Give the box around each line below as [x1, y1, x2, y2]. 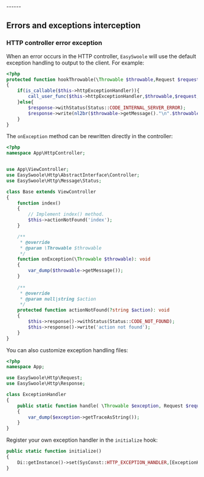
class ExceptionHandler [6, 392, 67, 398]
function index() [17, 200, 61, 206]
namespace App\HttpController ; [6, 150, 86, 156]
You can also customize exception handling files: [6, 346, 129, 353]
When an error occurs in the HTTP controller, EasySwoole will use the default [6, 52, 196, 60]
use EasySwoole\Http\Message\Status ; [6, 178, 102, 184]
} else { [17, 99, 34, 105]
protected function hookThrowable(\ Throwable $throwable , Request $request [6, 76, 200, 83]
